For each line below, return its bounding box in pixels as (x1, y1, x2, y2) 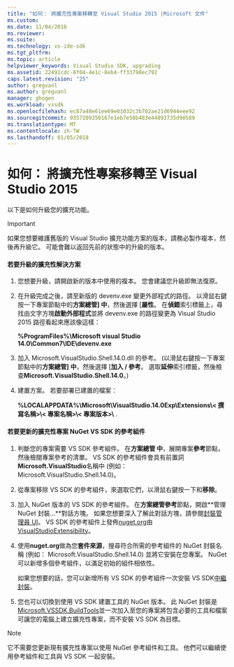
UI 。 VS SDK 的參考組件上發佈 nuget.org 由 (31, 517, 153, 526)
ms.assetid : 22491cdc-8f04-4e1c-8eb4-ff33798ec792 (7, 69, 158, 76)
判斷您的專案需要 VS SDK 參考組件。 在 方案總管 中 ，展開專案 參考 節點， (17, 444, 225, 452)
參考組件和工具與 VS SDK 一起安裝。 (13, 652, 119, 660)
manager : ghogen (7, 95, 54, 102)
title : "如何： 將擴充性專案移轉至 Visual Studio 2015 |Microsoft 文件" (7, 10, 209, 17)
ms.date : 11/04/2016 (7, 23, 68, 30)
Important (7, 220, 36, 228)
